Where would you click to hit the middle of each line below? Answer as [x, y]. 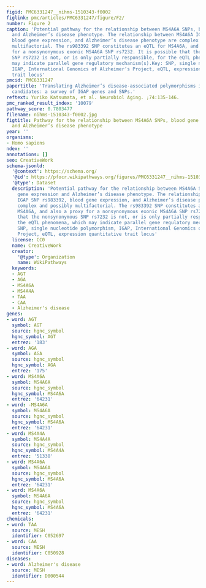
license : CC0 [29, 239]
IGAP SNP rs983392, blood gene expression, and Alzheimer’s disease [107, 200]
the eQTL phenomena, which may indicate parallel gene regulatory [104, 223]
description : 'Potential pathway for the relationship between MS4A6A [104, 189]
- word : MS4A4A [26, 433]
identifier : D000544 [38, 576]
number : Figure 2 [29, 23]
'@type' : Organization [46, 257]
